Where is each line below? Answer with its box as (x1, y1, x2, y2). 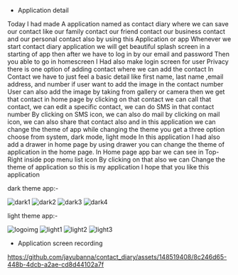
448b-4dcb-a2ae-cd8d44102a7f (7, 260, 104, 269)
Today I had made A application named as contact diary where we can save (7, 20, 229, 28)
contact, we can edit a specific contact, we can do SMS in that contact (7, 103, 215, 111)
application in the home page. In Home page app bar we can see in (7, 148, 204, 156)
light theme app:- (7, 212, 58, 220)
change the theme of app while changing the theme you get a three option (7, 125, 225, 133)
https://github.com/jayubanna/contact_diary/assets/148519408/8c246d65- (7, 253, 227, 261)
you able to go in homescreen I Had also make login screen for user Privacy (7, 57, 229, 66)
